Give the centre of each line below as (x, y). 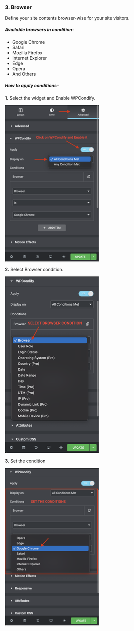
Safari (18, 47)
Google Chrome (29, 42)
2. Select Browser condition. (34, 269)
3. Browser (19, 7)
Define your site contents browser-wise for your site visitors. (67, 18)
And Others (24, 74)
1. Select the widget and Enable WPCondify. (50, 98)
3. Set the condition (25, 461)
